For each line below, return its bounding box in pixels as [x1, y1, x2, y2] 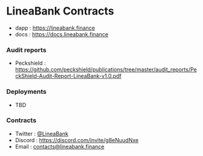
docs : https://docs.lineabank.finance [15, 30, 108, 37]
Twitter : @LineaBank [15, 130, 68, 137]
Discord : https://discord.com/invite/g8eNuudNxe [15, 136, 139, 143]
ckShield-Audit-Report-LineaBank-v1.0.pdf [15, 73, 122, 80]
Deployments [6, 88, 47, 96]
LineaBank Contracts [6, 4, 115, 18]
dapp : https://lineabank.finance [15, 24, 95, 31]
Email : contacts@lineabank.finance [15, 143, 105, 150]
